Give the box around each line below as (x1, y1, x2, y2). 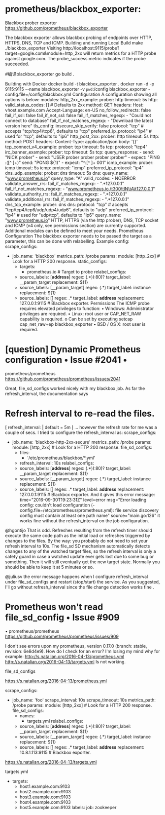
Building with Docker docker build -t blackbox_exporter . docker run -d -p (5, 80, 154, 87)
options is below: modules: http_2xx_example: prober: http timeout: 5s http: (5, 96, 158, 102)
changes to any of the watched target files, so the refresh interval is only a (5, 548, 156, 554)
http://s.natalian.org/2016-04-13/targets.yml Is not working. (5, 659, 126, 664)
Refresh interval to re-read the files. (5, 408, 155, 419)
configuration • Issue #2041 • (5, 354, 127, 366)
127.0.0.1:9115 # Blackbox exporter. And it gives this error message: (19, 491, 155, 497)
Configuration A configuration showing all (72, 91, 157, 97)
